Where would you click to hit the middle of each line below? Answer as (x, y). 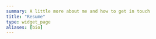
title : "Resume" (26, 17)
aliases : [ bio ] (25, 27)
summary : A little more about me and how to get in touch (78, 11)
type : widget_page (28, 22)
